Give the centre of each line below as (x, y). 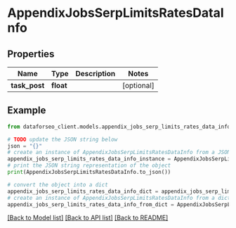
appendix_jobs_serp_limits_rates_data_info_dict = (83, 191)
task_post (28, 85)
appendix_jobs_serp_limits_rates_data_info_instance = (89, 159)
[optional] (138, 85)
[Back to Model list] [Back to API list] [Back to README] (88, 218)
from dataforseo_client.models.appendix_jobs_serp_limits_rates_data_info (119, 127)
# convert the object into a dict (58, 184)
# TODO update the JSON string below (63, 139)
